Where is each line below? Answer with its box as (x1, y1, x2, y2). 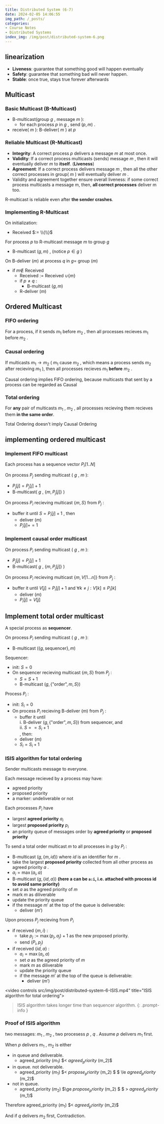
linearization (5, 53, 45, 61)
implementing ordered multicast (5, 435, 106, 444)
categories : (5, 21, 29, 26)
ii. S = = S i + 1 (19, 724, 49, 732)
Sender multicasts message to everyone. (5, 766, 88, 772)
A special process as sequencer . (5, 625, 72, 631)
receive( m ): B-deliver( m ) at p (12, 127, 76, 133)
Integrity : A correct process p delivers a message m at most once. (12, 150, 147, 156)
